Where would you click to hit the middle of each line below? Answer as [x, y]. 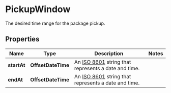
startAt [17, 65]
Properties [22, 39]
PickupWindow [38, 9]
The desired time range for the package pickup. [55, 23]
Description [109, 53]
